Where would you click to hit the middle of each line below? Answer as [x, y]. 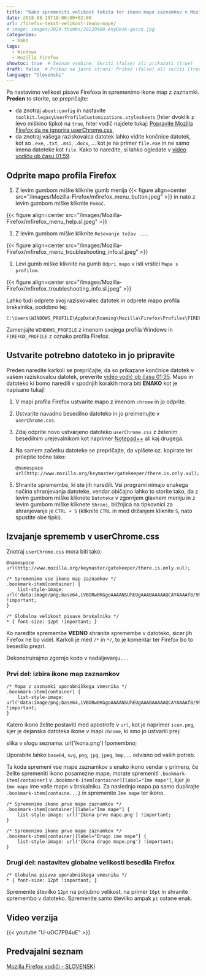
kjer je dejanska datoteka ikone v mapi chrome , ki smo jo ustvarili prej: [93, 731]
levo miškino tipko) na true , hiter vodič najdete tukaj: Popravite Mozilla [104, 124]
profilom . [27, 270]
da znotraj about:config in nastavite [60, 110]
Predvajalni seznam [45, 952]
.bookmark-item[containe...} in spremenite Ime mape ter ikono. [86, 793]
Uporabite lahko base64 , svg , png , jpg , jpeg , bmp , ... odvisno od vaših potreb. [101, 755]
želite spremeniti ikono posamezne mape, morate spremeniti [82, 773]
